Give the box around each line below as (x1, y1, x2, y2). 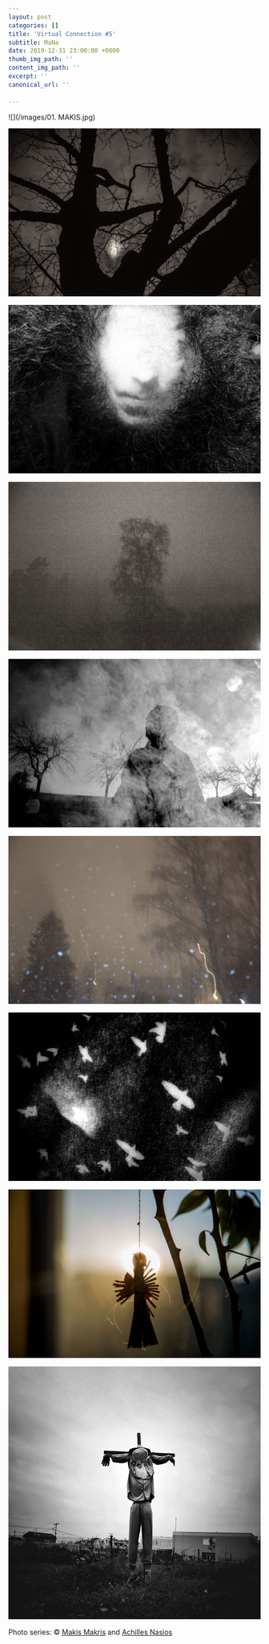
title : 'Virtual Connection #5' (8, 30, 116, 38)
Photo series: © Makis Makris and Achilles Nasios (8, 1627, 173, 1637)
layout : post (8, 13, 52, 21)
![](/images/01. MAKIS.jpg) (8, 112, 96, 122)
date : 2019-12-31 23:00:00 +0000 (8, 47, 120, 55)
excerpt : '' (8, 72, 48, 80)
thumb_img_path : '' (8, 55, 74, 63)
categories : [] (8, 21, 59, 30)
